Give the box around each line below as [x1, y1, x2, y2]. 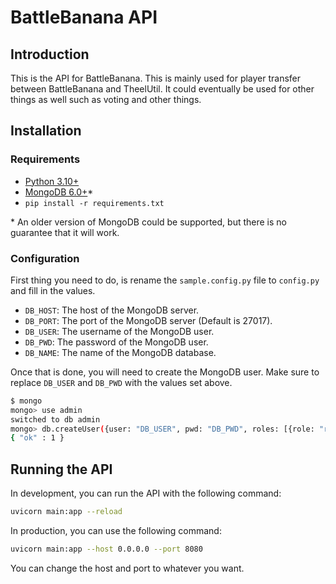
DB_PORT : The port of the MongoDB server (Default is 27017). [24, 314, 273, 326]
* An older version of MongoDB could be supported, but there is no [10, 216, 287, 228]
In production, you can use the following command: [10, 525, 222, 537]
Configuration [10, 251, 80, 265]
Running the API [10, 461, 113, 478]
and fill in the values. [10, 284, 96, 296]
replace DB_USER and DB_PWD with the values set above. [10, 376, 233, 388]
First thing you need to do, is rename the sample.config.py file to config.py [10, 274, 320, 286]
